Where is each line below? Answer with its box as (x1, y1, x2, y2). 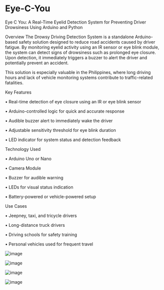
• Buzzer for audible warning (5, 174, 64, 180)
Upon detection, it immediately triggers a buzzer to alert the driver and (5, 54, 148, 60)
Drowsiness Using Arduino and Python (5, 24, 83, 30)
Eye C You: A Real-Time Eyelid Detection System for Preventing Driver (5, 19, 146, 25)
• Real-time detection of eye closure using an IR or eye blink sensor (5, 98, 141, 104)
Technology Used (5, 146, 41, 152)
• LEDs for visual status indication (5, 184, 73, 190)
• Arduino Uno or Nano (5, 155, 52, 162)
